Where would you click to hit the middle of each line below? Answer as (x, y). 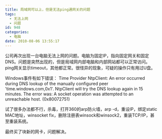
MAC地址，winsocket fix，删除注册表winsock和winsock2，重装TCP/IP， (78, 115)
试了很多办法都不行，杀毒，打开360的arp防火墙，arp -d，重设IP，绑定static (81, 109)
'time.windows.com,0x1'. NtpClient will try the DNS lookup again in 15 (74, 88)
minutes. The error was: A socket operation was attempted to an (69, 94)
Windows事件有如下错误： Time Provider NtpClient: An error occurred (75, 78)
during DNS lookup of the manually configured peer (57, 84)
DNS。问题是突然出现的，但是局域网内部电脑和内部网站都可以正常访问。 (78, 62)
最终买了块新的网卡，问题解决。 (37, 131)
